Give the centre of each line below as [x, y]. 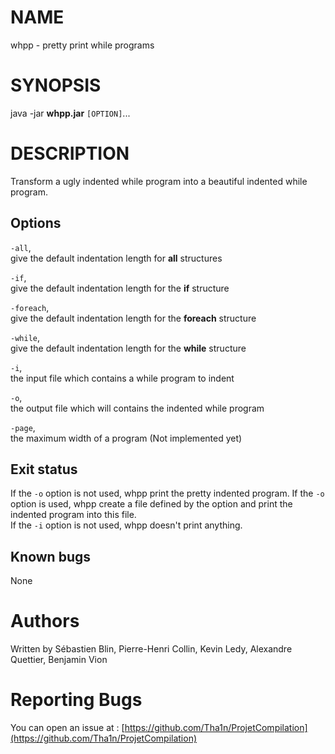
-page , [23, 427]
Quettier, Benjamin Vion [59, 660]
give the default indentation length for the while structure [128, 348]
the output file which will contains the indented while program [137, 408]
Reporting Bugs [76, 700]
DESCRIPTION [70, 153]
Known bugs [51, 556]
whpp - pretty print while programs [82, 45]
